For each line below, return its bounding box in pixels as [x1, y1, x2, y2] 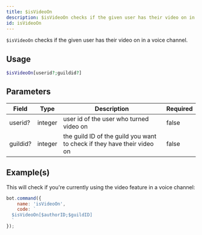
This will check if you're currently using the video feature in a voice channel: [6, 183, 195, 190]
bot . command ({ [6, 195, 42, 201]
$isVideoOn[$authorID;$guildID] [11, 212, 93, 218]
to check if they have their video [63, 139, 155, 148]
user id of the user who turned [63, 114, 149, 123]
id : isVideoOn [6, 20, 42, 26]
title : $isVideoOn [6, 8, 52, 15]
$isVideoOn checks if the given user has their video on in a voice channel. [6, 37, 188, 44]
